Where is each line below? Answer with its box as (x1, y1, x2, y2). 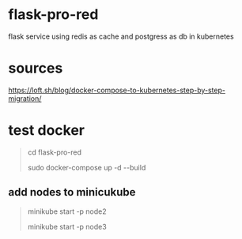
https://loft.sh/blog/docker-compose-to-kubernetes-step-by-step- (8, 85, 225, 95)
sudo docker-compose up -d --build (27, 162, 146, 172)
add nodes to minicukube (8, 185, 136, 199)
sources (8, 59, 63, 77)
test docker (8, 121, 85, 140)
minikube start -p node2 (27, 207, 107, 216)
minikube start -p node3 (27, 222, 107, 231)
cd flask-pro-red (27, 148, 81, 157)
